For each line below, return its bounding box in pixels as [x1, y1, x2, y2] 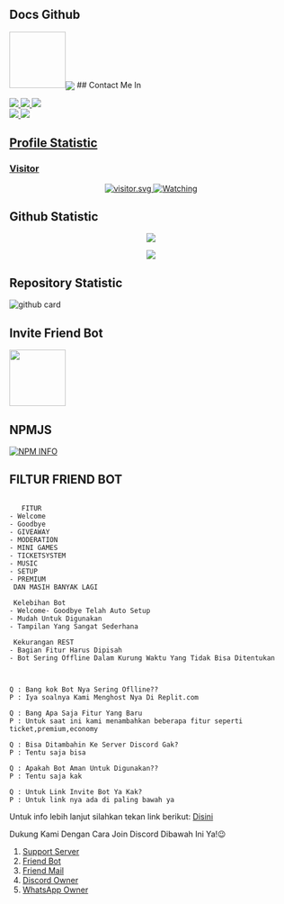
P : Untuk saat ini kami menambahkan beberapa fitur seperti [9, 716, 244, 726]
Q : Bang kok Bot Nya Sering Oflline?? [9, 684, 159, 694]
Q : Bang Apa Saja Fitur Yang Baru [9, 709, 143, 718]
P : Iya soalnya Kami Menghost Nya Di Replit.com [9, 692, 200, 701]
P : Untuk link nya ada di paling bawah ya [9, 795, 175, 804]
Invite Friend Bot [9, 325, 103, 340]
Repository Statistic [9, 275, 123, 291]
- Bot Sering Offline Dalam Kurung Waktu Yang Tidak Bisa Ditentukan [9, 653, 276, 663]
